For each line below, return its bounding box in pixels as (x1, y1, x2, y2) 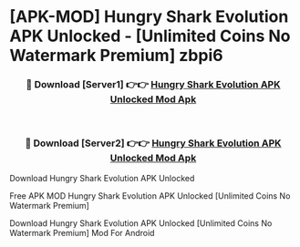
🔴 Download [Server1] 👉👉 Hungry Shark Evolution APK (26, 78, 281, 91)
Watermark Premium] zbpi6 (9, 46, 223, 66)
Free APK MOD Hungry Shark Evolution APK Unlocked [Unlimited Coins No (9, 190, 291, 201)
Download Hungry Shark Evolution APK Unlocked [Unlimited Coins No (9, 217, 273, 229)
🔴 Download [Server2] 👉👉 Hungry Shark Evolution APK (25, 137, 282, 149)
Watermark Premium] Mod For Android (9, 227, 155, 238)
